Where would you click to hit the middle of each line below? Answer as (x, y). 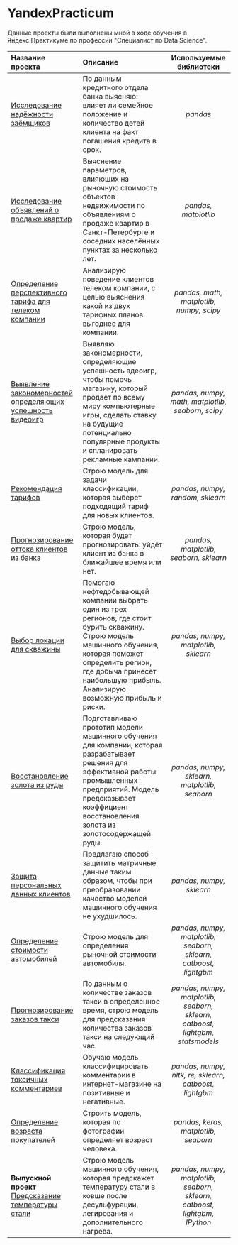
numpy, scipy (198, 310)
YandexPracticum (61, 13)
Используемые (198, 57)
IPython (198, 1222)
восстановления (111, 816)
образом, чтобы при (117, 880)
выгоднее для (107, 323)
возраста (27, 1131)
